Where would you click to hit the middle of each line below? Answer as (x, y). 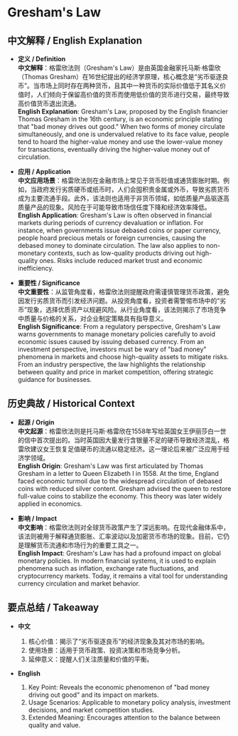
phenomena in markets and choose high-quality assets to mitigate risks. (123, 357)
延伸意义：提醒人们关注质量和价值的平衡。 (91, 659)
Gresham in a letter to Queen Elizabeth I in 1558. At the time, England (118, 473)
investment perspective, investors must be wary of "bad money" (112, 349)
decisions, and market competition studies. (91, 710)
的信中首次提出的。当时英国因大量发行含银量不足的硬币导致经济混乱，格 (123, 440)
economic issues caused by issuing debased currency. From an (111, 342)
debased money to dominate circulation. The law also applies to (111, 245)
